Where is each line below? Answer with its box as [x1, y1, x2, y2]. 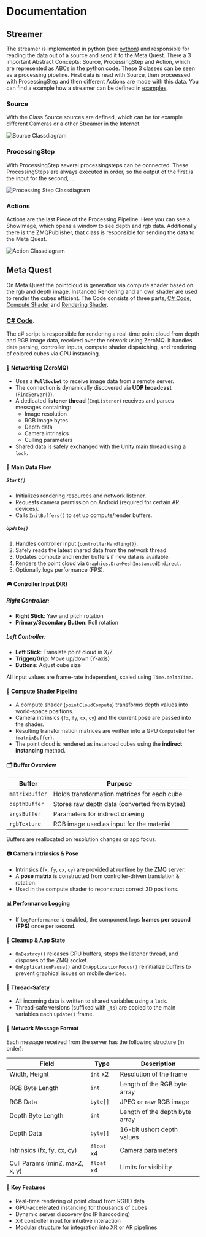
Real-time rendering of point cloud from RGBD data [15, 1197, 145, 1204]
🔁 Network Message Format [6, 1025, 79, 1032]
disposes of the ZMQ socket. [15, 957, 89, 964]
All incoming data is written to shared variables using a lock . [15, 997, 168, 1005]
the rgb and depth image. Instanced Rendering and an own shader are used [6, 288, 197, 295]
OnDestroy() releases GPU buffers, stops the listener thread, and [15, 950, 178, 957]
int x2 [90, 1070, 109, 1078]
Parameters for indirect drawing [53, 810, 145, 818]
